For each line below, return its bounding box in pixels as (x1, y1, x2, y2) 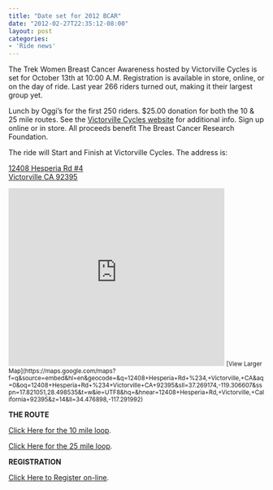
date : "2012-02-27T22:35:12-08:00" (8, 20, 129, 28)
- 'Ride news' (8, 42, 57, 50)
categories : (8, 34, 49, 43)
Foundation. (8, 132, 49, 142)
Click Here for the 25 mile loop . (8, 441, 113, 451)
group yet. (8, 90, 43, 100)
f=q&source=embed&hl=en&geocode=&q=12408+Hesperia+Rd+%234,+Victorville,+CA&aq (8, 375, 264, 383)
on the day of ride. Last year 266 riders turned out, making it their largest (8, 82, 253, 92)
